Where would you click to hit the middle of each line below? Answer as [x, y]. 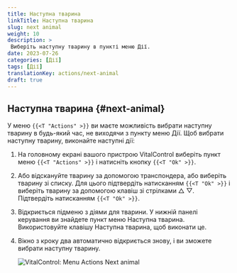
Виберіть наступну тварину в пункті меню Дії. [81, 47]
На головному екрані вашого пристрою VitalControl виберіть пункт [119, 155]
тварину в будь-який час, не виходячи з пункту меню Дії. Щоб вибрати [116, 133]
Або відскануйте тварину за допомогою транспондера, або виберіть [122, 176]
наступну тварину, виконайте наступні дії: [71, 141]
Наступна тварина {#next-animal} [86, 108]
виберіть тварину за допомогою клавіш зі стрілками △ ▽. [106, 191]
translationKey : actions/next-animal [63, 73]
